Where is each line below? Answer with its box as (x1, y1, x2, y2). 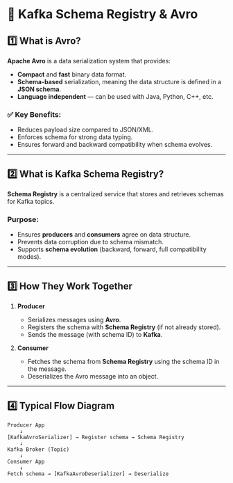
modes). (17, 253, 42, 261)
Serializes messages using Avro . (27, 316, 121, 324)
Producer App (7, 422, 45, 429)
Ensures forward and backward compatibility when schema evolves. (17, 141, 213, 149)
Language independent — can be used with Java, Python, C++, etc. (17, 93, 214, 100)
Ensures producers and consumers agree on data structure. (17, 230, 191, 239)
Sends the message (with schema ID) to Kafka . (27, 331, 163, 339)
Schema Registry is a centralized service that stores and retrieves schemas (7, 190, 224, 198)
